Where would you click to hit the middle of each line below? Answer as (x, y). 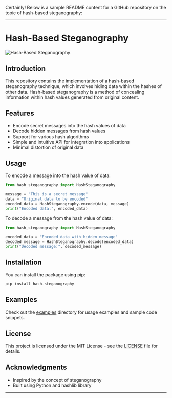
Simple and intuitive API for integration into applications (71, 142)
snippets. (15, 317)
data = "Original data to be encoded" (47, 199)
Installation (24, 262)
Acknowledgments (36, 368)
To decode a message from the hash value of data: (59, 218)
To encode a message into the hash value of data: (58, 175)
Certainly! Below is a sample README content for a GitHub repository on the (86, 7)
